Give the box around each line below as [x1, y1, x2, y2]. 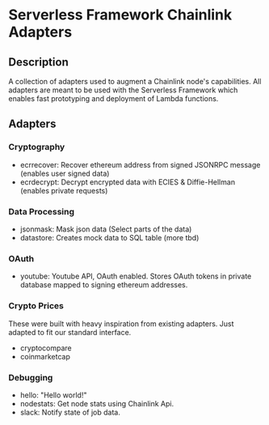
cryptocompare [19, 342, 72, 353]
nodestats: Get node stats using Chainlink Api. [19, 398, 174, 408]
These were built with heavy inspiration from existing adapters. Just [8, 318, 234, 329]
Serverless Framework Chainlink [8, 6, 233, 24]
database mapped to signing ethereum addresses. [19, 280, 188, 290]
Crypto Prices [8, 300, 65, 312]
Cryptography [8, 142, 65, 153]
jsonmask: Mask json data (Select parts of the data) [19, 224, 192, 234]
